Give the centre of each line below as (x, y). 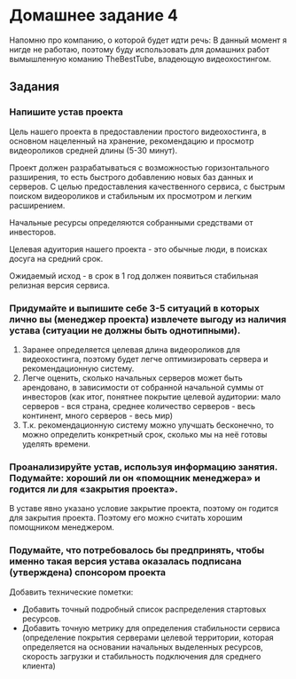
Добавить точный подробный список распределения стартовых (144, 609)
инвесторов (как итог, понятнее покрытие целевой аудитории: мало (151, 397)
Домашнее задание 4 (94, 16)
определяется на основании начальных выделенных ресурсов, (142, 647)
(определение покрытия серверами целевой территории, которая (148, 637)
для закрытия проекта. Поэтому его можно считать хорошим (126, 518)
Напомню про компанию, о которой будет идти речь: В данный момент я (148, 40)
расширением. (37, 205)
